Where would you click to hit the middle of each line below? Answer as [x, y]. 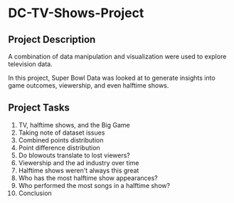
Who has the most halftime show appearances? [88, 178]
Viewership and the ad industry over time [79, 162]
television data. [30, 64]
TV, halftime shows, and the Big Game [74, 125]
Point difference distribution [59, 147]
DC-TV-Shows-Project [76, 13]
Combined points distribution [61, 140]
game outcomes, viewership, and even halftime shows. [89, 85]
